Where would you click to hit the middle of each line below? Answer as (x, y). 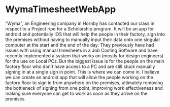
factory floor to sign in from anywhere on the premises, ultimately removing (84, 83)
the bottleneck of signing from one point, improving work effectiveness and (84, 88)
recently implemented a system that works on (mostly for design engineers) (84, 56)
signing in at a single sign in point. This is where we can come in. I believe (82, 72)
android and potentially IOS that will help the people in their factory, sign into (85, 34)
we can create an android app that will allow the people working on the (79, 77)
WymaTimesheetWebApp (61, 9)
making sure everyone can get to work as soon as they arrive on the (77, 93)
